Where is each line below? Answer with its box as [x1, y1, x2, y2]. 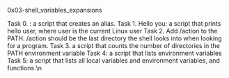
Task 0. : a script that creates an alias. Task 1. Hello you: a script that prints [7, 19, 221, 27]
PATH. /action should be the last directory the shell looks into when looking [7, 34, 222, 42]
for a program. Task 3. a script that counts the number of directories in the [7, 42, 221, 49]
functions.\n [7, 64, 42, 72]
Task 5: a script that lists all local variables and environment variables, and [7, 56, 221, 65]
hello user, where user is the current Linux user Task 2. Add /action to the [7, 27, 218, 35]
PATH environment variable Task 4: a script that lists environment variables [7, 49, 222, 57]
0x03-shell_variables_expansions [7, 6, 102, 14]
